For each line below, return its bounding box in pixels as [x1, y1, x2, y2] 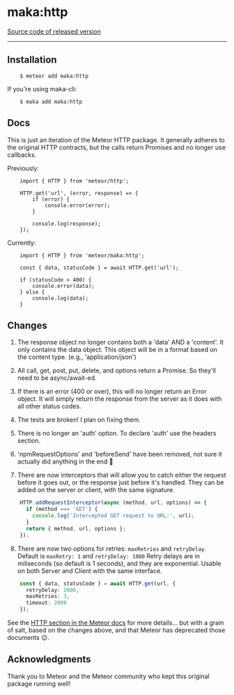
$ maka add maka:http [19, 98, 82, 105]
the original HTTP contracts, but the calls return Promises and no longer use [7, 143, 226, 151]
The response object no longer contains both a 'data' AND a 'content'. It [17, 338, 224, 346]
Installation [7, 54, 57, 66]
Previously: [7, 164, 40, 172]
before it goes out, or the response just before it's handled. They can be [17, 478, 224, 487]
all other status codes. [17, 402, 81, 411]
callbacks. [7, 151, 37, 159]
